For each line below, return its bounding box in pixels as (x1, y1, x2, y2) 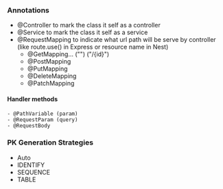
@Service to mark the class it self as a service (16, 28, 148, 36)
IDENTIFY (16, 160, 45, 169)
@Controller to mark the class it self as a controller (16, 21, 161, 29)
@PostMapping (27, 58, 71, 66)
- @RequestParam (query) (7, 116, 78, 123)
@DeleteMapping (27, 72, 77, 80)
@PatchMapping (27, 79, 75, 88)
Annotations (7, 5, 49, 15)
